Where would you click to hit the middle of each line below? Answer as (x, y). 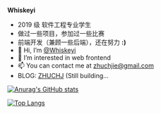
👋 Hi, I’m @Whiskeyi (47, 50)
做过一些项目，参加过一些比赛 (61, 33)
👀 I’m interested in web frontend (64, 58)
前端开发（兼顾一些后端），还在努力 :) (72, 42)
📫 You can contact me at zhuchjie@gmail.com (85, 65)
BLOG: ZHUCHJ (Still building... (63, 76)
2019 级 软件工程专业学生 (54, 25)
